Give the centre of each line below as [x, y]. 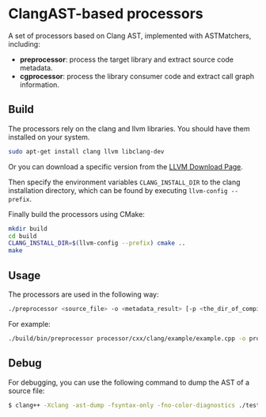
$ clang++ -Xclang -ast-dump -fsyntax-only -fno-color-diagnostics [122, 405]
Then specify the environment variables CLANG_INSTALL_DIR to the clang [124, 182]
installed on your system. [49, 137]
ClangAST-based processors [106, 14]
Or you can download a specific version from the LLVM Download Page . [126, 166]
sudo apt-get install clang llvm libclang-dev [86, 151]
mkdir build [28, 229]
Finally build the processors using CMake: [76, 214]
